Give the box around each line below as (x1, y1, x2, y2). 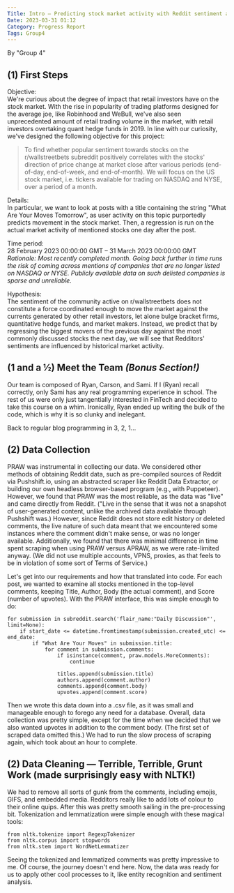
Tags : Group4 (7, 29, 45, 37)
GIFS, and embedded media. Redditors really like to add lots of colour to (7, 795, 214, 803)
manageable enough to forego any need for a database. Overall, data (7, 708, 205, 716)
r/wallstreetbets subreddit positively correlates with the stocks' (24, 153, 205, 161)
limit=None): (7, 622, 45, 629)
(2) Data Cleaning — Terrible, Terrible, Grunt (7, 758, 203, 770)
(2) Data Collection (7, 444, 91, 456)
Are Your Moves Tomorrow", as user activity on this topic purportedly (7, 211, 206, 220)
